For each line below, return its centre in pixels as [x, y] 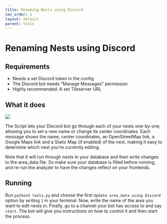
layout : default [22, 19]
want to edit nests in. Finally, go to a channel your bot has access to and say [83, 206]
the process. [18, 216]
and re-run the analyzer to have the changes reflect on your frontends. [78, 168]
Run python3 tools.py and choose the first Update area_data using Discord [83, 195]
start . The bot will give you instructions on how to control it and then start [82, 211]
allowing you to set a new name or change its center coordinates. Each [78, 131]
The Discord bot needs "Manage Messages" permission [70, 84]
